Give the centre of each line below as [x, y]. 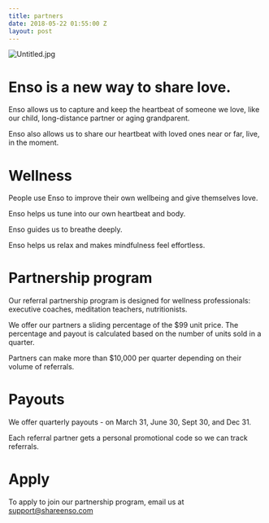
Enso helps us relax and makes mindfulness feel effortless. [107, 246]
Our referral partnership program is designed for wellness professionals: [129, 301]
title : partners [36, 16]
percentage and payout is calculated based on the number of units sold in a [135, 333]
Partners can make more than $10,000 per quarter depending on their [125, 358]
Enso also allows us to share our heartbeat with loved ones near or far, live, [134, 134]
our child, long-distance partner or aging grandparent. [99, 118]
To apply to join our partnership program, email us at [96, 502]
